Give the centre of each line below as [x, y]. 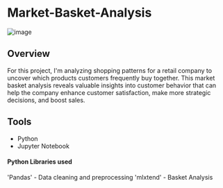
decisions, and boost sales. [46, 100]
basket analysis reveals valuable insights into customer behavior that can [112, 85]
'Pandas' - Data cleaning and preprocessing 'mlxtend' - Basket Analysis [110, 177]
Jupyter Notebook [43, 146]
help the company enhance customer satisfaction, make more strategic [109, 92]
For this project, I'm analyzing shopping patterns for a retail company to [110, 70]
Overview [29, 54]
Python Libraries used [40, 162]
